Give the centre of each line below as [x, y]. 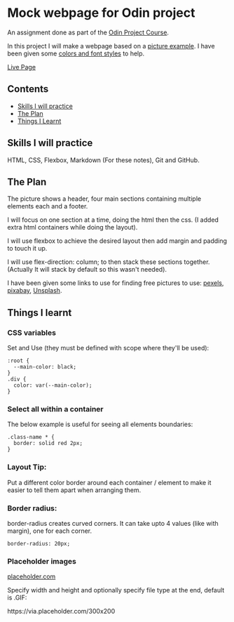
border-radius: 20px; [39, 543]
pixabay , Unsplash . [35, 291]
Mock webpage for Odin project [101, 13]
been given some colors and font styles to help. [76, 53]
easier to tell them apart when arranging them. [74, 490]
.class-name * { [31, 437]
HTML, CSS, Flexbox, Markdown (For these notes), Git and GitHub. [103, 160]
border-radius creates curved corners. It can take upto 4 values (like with [113, 523]
